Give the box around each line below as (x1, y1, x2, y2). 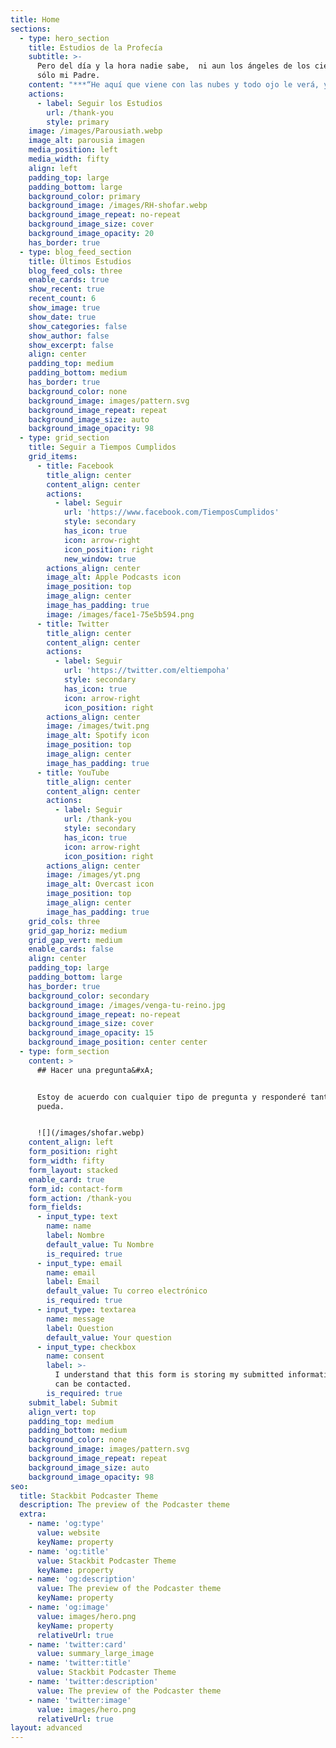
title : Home (10, 14, 60, 25)
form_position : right (28, 1147, 118, 1157)
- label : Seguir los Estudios (36, 98, 163, 108)
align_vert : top (28, 1407, 97, 1417)
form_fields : (28, 1202, 83, 1213)
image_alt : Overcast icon (46, 879, 155, 890)
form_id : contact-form (28, 1184, 123, 1194)
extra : (19, 1509, 47, 1520)
